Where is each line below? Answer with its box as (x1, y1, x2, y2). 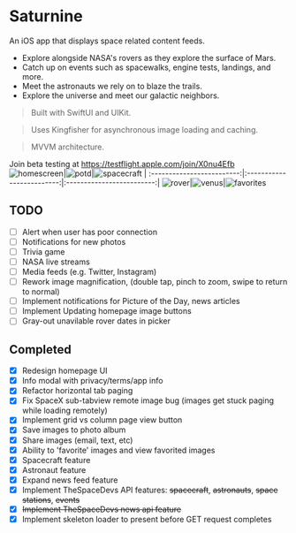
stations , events (21, 494, 80, 505)
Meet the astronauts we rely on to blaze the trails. (21, 80, 203, 91)
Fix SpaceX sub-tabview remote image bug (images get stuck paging (21, 395, 275, 406)
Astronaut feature (21, 464, 87, 475)
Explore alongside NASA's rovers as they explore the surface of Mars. (21, 52, 277, 63)
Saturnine (9, 6, 84, 27)
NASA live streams (21, 256, 90, 267)
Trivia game (21, 246, 65, 257)
